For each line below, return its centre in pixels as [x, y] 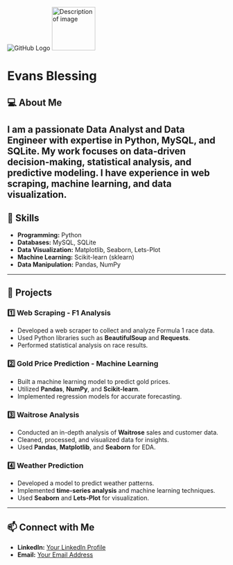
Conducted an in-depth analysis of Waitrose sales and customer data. [118, 432]
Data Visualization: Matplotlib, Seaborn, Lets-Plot [89, 249]
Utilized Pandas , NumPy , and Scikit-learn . [78, 389]
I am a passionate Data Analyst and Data [96, 129]
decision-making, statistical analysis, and [100, 162]
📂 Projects [30, 293]
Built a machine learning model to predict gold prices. [94, 381]
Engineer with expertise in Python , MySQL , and [112, 140]
